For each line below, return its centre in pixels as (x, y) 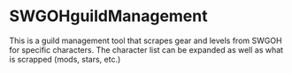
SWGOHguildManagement (108, 16)
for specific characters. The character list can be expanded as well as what (146, 49)
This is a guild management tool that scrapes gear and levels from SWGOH (146, 40)
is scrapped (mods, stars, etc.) (65, 59)
